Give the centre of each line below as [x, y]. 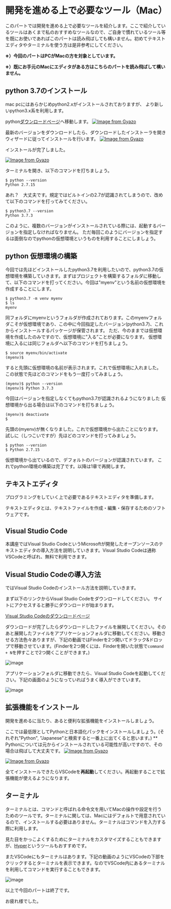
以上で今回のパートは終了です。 [39, 890]
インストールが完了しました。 [36, 150]
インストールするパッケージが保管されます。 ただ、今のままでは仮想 [86, 330]
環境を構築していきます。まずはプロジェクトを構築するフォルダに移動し [86, 276]
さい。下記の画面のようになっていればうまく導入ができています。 [74, 680]
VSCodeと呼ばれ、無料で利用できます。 [47, 557]
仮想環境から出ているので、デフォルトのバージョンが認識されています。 [81, 460]
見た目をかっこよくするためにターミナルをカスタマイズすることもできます [83, 839]
